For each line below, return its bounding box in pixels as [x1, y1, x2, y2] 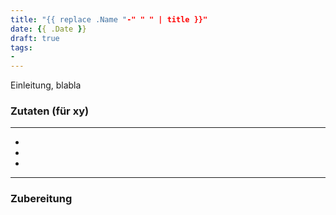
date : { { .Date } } [10, 24, 87, 34]
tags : [10, 42, 33, 53]
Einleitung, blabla [10, 79, 82, 91]
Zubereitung [10, 192, 73, 206]
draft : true [10, 33, 60, 43]
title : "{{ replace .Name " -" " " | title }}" [10, 14, 208, 25]
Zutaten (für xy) [10, 104, 90, 118]
